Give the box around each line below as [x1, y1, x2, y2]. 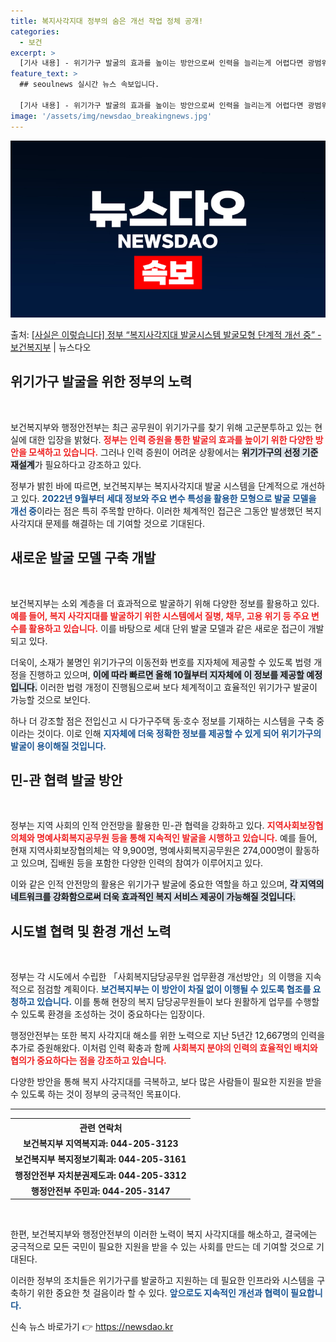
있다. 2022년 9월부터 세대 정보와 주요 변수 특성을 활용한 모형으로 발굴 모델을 [20, 492, 317, 504]
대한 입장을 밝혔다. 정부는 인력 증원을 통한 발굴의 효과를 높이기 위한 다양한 [28, 433, 314, 445]
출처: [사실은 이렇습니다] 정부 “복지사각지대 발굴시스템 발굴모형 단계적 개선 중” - [10, 329, 322, 340]
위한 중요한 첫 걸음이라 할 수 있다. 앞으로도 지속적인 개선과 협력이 [36, 1287, 289, 1299]
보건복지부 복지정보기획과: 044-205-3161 [14, 1153, 187, 1165]
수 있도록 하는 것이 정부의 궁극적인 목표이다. [10, 1088, 182, 1100]
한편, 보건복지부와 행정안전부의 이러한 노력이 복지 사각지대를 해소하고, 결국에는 [10, 1228, 318, 1240]
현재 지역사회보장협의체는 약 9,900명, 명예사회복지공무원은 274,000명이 [10, 845, 293, 857]
